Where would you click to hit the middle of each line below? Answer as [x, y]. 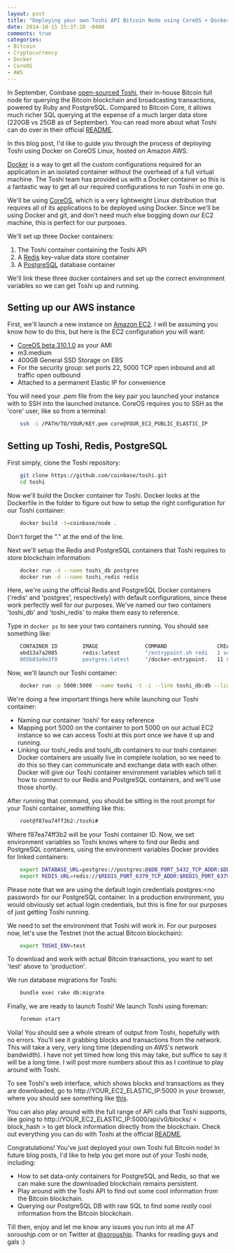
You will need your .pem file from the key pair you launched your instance [113, 396]
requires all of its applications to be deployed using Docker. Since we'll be [114, 207]
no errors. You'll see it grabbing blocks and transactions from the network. [114, 1040]
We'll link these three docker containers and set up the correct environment [116, 278]
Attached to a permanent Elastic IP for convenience [91, 383]
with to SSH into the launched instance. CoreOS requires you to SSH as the [115, 404]
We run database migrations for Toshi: [62, 980]
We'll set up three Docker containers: [60, 236]
